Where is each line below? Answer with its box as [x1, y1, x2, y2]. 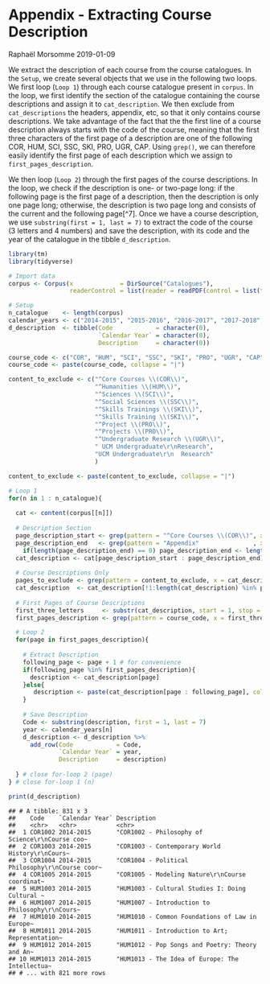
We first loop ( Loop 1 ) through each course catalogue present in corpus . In [8, 82, 254, 92]
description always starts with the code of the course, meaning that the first [8, 125, 260, 134]
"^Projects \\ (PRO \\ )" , [94, 428, 174, 436]
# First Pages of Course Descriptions [15, 599, 146, 607]
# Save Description [22, 710, 88, 719]
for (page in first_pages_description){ [15, 636, 149, 644]
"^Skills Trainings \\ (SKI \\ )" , [94, 405, 203, 414]
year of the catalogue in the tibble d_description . [8, 234, 171, 244]
